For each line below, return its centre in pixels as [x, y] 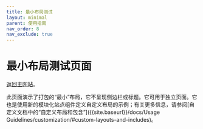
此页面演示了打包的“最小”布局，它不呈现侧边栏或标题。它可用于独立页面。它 [102, 97]
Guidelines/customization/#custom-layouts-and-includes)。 [81, 120]
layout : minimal [27, 18]
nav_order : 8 [23, 29]
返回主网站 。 [22, 84]
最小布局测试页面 [49, 66]
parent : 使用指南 [26, 23]
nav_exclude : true [29, 35]
